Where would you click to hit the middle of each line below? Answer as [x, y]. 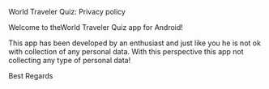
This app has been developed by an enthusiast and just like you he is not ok [135, 43]
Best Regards [31, 76]
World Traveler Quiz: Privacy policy [67, 12]
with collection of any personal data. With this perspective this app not [126, 51]
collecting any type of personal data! [70, 60]
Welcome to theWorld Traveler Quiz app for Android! [96, 27]
